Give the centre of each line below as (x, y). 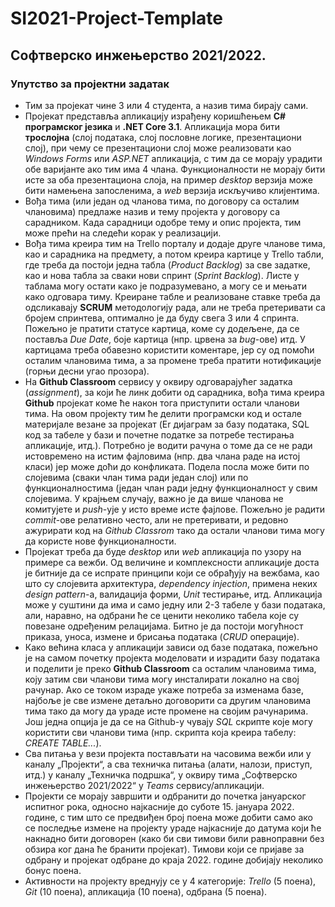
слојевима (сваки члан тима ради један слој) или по (136, 477)
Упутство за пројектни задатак (90, 84)
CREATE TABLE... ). (63, 743)
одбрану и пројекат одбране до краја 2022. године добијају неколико (174, 859)
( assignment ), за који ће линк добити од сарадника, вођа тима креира (174, 392)
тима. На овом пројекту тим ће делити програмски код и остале (163, 413)
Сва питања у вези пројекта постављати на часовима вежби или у (168, 753)
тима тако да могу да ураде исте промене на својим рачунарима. (166, 711)
